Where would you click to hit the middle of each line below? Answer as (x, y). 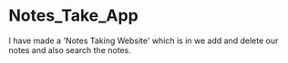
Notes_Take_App (73, 16)
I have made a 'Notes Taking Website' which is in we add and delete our (144, 40)
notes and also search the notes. (70, 49)
